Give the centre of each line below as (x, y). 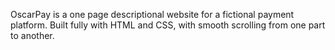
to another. (32, 35)
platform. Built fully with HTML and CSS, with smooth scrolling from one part (168, 25)
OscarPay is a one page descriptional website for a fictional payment (152, 14)
